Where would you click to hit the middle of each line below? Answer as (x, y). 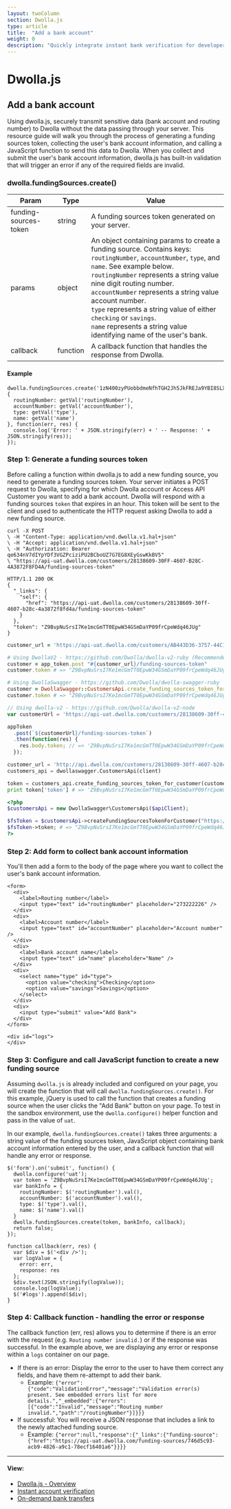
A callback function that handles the (149, 346)
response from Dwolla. (128, 355)
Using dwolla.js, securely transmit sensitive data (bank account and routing (113, 121)
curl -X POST (26, 531)
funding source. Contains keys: (141, 250)
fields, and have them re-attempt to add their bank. (89, 1375)
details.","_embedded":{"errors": (77, 1401)
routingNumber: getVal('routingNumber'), (74, 400)
